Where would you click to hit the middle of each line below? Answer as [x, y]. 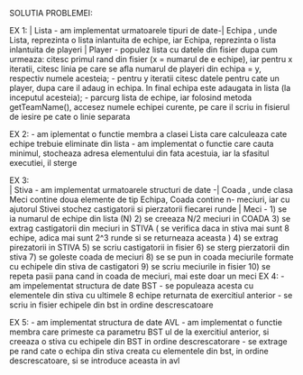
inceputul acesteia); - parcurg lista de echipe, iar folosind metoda [131, 97]
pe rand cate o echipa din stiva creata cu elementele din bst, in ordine [139, 351]
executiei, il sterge [43, 163]
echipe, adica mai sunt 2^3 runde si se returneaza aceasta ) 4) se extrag [144, 238]
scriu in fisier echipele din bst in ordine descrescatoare [111, 305]
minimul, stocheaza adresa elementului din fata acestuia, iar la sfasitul [139, 153]
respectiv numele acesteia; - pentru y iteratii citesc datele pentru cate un [144, 78]
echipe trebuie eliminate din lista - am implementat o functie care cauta [142, 144]
